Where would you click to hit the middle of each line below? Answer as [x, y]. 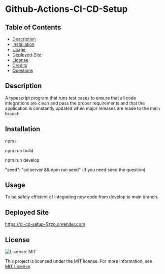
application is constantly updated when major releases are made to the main [82, 108]
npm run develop [22, 160]
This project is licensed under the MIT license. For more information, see [79, 261]
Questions [23, 70]
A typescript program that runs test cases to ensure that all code [71, 98]
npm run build [19, 150]
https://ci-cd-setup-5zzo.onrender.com [45, 224]
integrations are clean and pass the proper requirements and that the [75, 103]
